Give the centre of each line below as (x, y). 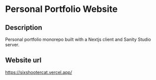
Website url (23, 60)
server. (12, 45)
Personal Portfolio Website (61, 9)
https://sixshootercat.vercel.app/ (39, 72)
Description (24, 28)
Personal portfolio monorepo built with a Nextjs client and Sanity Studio (78, 39)
